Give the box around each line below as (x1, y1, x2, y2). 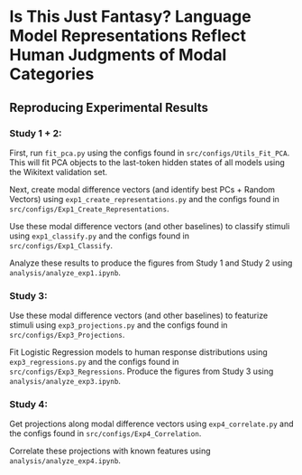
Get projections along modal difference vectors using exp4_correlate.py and (9, 418, 295, 430)
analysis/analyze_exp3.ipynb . (9, 376, 122, 387)
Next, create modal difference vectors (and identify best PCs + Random (9, 183, 276, 195)
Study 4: (9, 398, 48, 411)
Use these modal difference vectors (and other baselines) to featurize (9, 310, 269, 321)
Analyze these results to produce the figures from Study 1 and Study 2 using (9, 257, 293, 268)
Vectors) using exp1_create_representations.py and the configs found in (9, 193, 279, 204)
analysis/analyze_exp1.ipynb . (9, 266, 122, 277)
